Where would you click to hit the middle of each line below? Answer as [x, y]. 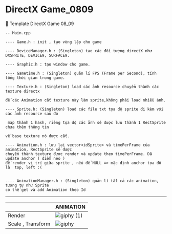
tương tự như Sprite [27, 185]
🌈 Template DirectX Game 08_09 [40, 24]
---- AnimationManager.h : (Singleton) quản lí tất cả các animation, [82, 181]
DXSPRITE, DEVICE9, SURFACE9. [38, 55]
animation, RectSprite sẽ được [39, 150]
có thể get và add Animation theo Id [46, 190]
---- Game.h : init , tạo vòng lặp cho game [53, 42]
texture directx [23, 91]
